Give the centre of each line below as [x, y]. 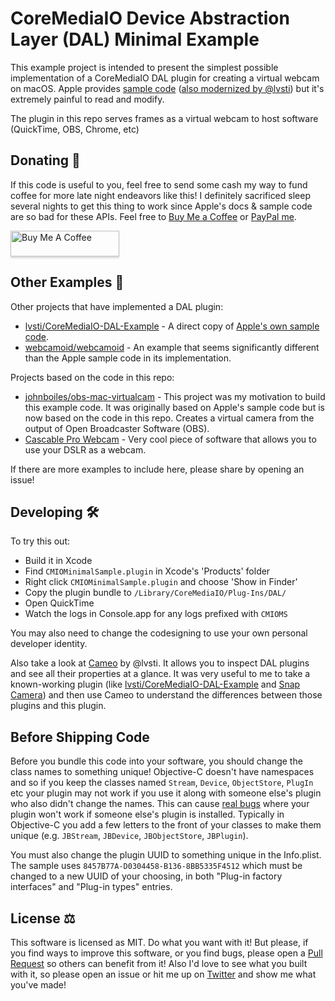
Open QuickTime [59, 603]
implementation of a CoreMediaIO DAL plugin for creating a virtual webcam [165, 78]
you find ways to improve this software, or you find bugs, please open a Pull [166, 953]
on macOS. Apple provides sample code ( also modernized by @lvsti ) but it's [167, 88]
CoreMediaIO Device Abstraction [150, 18]
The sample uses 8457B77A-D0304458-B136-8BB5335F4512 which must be [156, 866]
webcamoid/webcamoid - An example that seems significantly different [172, 347]
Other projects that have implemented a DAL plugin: [117, 306]
